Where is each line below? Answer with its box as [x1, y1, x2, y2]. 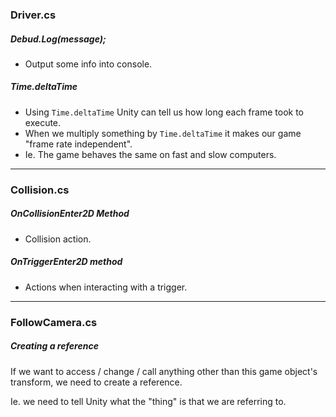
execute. [24, 116, 62, 128]
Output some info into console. [24, 58, 153, 70]
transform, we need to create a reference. [10, 376, 183, 388]
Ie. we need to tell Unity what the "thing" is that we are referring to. [10, 395, 287, 407]
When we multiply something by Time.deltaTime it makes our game [24, 127, 302, 139]
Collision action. [24, 233, 92, 245]
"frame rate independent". [24, 138, 133, 150]
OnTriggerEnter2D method [10, 256, 123, 268]
